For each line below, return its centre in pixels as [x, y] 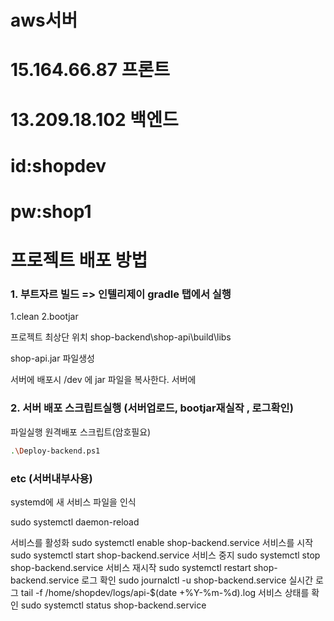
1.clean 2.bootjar [44, 317]
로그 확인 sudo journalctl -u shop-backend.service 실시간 [197, 580]
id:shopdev [58, 165]
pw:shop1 [51, 211]
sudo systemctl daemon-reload [75, 522]
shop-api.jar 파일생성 [52, 358]
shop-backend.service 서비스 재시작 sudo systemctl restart [131, 567]
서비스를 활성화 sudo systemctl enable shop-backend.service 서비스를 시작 [162, 542]
